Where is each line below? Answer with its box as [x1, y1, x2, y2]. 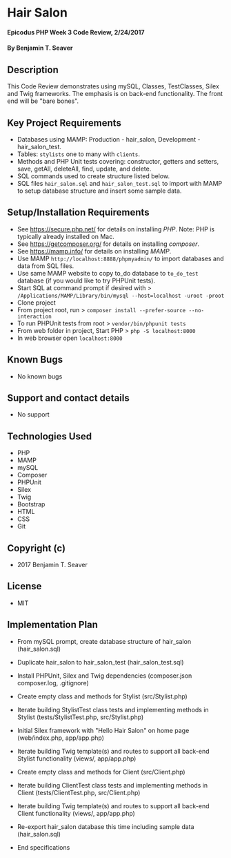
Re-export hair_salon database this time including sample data [17, 822, 194, 830]
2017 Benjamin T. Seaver [17, 561, 88, 569]
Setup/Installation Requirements [7, 207, 150, 218]
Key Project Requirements [7, 117, 122, 128]
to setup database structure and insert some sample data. [17, 187, 182, 195]
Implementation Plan [7, 619, 99, 631]
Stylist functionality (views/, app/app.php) [17, 754, 137, 763]
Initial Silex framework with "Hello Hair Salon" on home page [17, 726, 190, 734]
